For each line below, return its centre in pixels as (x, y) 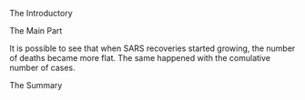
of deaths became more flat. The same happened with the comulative (140, 58)
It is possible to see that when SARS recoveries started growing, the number (152, 48)
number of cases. (42, 68)
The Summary (36, 85)
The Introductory (41, 13)
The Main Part (36, 30)
